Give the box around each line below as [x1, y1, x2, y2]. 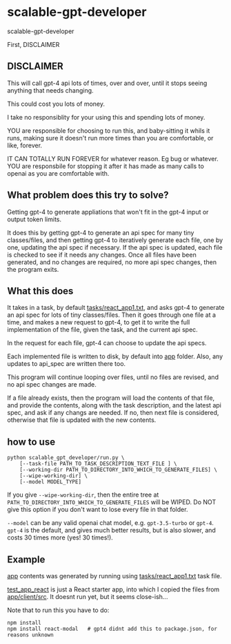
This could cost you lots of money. [7, 100, 106, 108]
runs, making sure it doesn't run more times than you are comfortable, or [7, 134, 214, 142]
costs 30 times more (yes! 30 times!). [7, 533, 114, 542]
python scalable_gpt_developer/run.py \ [7, 454, 125, 461]
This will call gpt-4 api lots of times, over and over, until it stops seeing [7, 79, 208, 87]
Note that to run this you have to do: [7, 606, 110, 614]
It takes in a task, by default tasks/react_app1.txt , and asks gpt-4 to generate [7, 304, 225, 312]
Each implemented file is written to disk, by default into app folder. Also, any [7, 352, 223, 360]
